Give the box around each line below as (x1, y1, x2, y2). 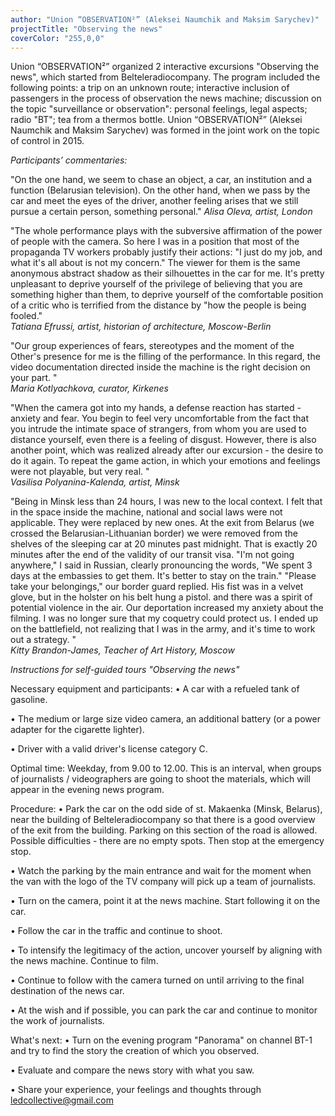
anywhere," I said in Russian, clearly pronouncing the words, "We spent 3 (10, 559, 313, 571)
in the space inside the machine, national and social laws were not (10, 506, 283, 518)
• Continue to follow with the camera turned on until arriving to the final (10, 974, 305, 986)
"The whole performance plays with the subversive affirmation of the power (10, 225, 323, 237)
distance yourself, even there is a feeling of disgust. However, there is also (10, 434, 317, 446)
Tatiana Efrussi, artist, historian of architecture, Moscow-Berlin (10, 321, 272, 333)
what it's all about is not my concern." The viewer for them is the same (10, 257, 301, 269)
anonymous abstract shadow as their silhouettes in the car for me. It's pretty (10, 267, 325, 280)
